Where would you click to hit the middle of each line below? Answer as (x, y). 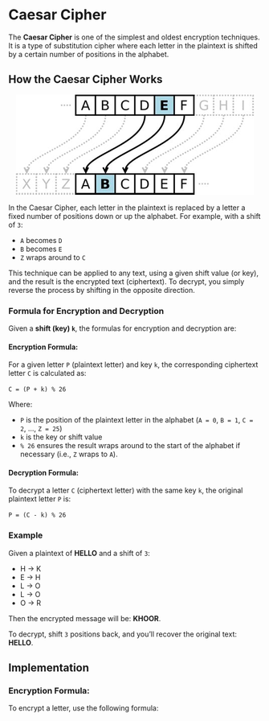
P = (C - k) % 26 (37, 515)
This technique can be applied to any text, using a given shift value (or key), (134, 273)
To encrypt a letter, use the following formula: (84, 708)
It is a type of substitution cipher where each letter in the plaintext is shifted (133, 45)
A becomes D (41, 240)
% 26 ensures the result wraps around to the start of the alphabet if (130, 446)
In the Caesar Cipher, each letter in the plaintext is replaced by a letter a (127, 208)
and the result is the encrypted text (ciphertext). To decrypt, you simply (126, 281)
